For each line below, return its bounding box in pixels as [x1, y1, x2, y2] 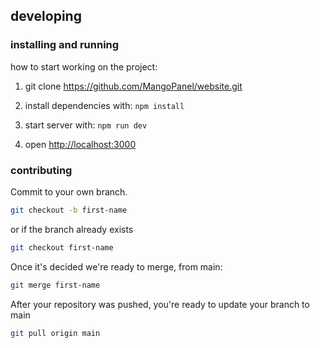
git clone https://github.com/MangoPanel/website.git [24, 80, 243, 92]
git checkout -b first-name [10, 205, 128, 215]
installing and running [10, 38, 120, 52]
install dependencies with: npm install [24, 99, 185, 111]
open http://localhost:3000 [24, 138, 137, 150]
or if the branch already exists [10, 223, 134, 235]
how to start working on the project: [10, 60, 158, 73]
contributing [10, 163, 73, 177]
